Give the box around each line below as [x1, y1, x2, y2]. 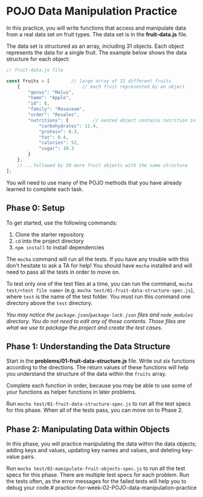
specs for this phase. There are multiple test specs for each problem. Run [6, 471, 190, 479]
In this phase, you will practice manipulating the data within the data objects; [6, 440, 197, 447]
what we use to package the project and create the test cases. [6, 324, 163, 331]
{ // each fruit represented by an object [17, 84, 185, 90]
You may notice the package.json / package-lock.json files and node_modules [6, 311, 193, 318]
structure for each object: [6, 55, 70, 62]
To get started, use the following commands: [6, 219, 118, 226]
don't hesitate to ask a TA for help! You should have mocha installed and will [6, 262, 192, 269]
